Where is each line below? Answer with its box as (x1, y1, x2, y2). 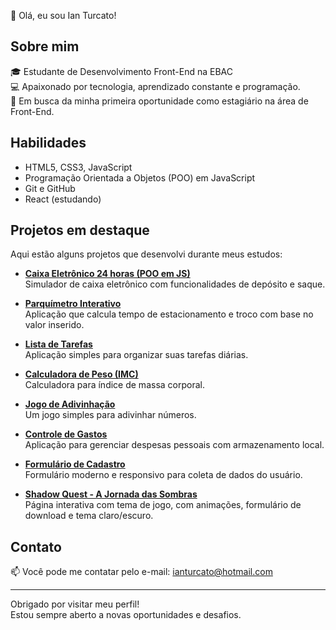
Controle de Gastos (24, 428, 108, 440)
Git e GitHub (24, 182, 76, 194)
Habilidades (10, 135, 87, 152)
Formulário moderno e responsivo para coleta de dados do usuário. (24, 469, 303, 481)
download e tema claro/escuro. (24, 510, 154, 522)
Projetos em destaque (10, 222, 150, 239)
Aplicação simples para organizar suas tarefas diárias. (24, 349, 249, 361)
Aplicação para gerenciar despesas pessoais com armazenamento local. (24, 439, 325, 451)
